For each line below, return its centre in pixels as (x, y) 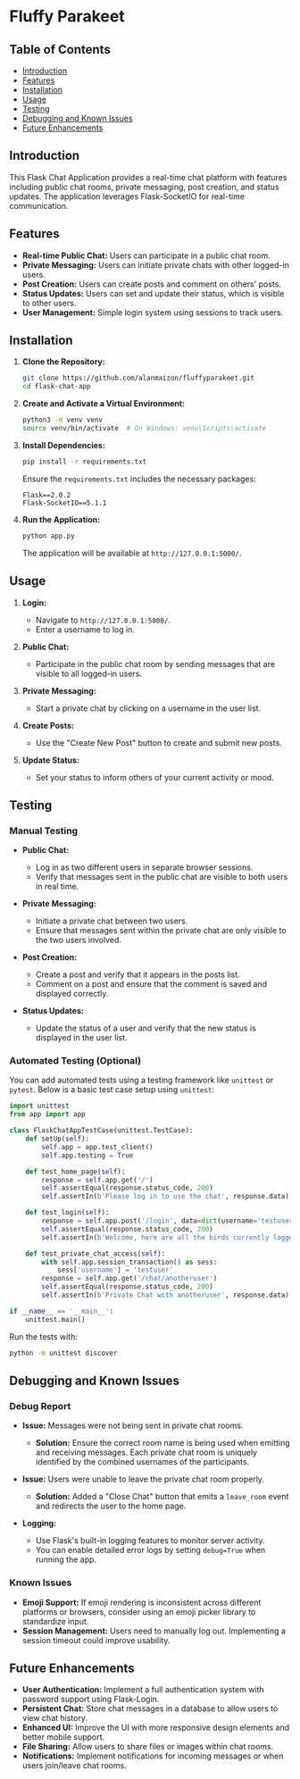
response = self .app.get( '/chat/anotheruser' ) (129, 1279)
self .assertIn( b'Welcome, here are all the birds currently (155, 1237)
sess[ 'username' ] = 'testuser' (115, 1270)
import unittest (39, 1106)
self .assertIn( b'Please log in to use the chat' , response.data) (166, 1197)
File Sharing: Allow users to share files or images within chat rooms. (148, 1747)
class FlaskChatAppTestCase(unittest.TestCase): (101, 1131)
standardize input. (55, 1621)
